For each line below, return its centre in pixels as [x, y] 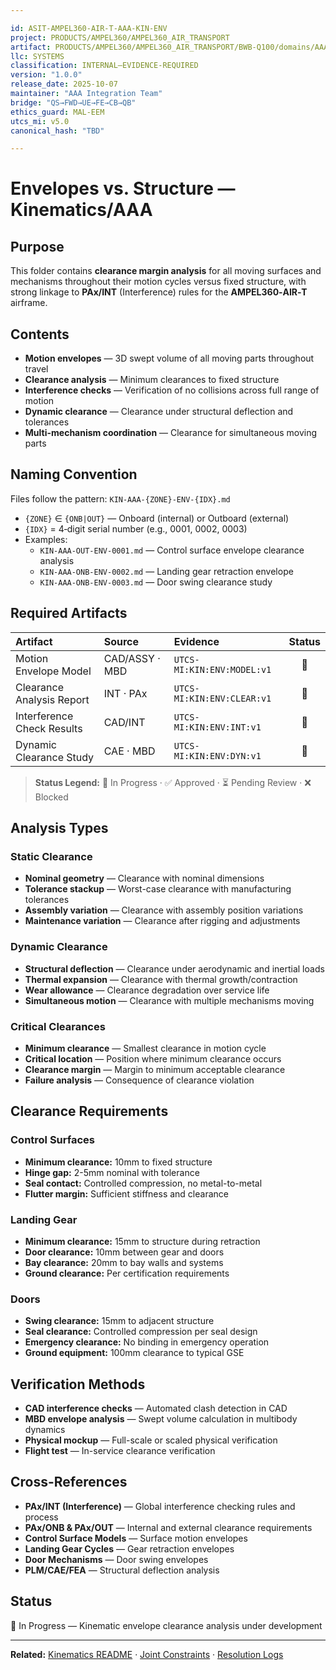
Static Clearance [51, 856]
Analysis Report [52, 699]
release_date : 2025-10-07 [64, 84]
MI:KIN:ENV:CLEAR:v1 [222, 698]
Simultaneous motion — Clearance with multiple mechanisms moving [169, 1000]
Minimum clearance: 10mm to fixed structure [118, 1162]
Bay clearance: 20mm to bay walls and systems [124, 1262]
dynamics [45, 1430]
